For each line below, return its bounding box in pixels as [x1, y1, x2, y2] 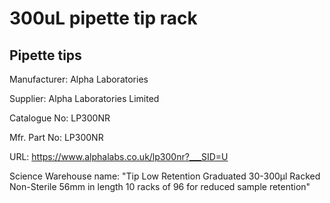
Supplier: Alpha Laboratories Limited [9, 93, 160, 104]
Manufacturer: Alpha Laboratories [9, 73, 149, 85]
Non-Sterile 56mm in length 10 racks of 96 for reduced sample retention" [9, 181, 311, 192]
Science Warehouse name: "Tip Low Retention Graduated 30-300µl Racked [9, 170, 321, 182]
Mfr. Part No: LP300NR [9, 132, 104, 143]
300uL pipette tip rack [9, 7, 198, 30]
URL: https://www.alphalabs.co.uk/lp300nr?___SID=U [9, 151, 229, 162]
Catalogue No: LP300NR [9, 112, 111, 124]
